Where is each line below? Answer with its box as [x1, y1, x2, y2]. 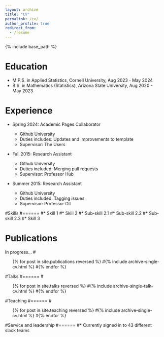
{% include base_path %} [5, 44, 57, 49]
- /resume [9, 30, 30, 35]
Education [5, 61, 48, 72]
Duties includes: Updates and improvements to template [19, 136, 134, 142]
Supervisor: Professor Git [19, 200, 71, 206]
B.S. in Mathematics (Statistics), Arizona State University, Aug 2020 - [12, 82, 153, 88]
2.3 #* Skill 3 [14, 215, 40, 221]
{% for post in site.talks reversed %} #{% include [12, 283, 112, 289]
